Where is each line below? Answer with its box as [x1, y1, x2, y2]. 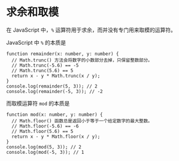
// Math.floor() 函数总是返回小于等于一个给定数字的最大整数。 [11, 117, 153, 124]
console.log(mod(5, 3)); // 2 [6, 144, 82, 150]
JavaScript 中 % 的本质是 [6, 39, 66, 46]
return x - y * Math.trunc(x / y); [11, 73, 101, 79]
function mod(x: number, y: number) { [6, 112, 103, 117]
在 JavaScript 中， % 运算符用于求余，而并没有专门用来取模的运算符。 [6, 26, 177, 33]
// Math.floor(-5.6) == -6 [11, 123, 79, 129]
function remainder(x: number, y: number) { [6, 51, 119, 57]
